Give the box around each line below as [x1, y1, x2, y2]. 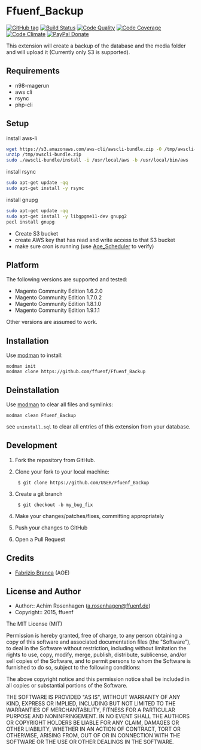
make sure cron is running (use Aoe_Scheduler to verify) [14, 242, 154, 250]
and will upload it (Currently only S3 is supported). [6, 48, 130, 55]
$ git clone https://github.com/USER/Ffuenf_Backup [17, 480, 150, 486]
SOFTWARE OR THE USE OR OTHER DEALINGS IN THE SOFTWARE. [6, 738, 174, 746]
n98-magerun [14, 82, 50, 89]
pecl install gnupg [6, 219, 55, 225]
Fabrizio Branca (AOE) [14, 569, 70, 576]
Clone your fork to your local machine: [14, 468, 109, 475]
